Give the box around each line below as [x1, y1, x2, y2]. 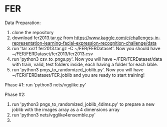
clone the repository [11, 29, 54, 35]
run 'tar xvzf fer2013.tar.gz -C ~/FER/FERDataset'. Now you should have [11, 45, 160, 51]
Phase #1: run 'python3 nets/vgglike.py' [4, 81, 86, 88]
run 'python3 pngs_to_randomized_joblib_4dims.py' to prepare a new [11, 101, 155, 107]
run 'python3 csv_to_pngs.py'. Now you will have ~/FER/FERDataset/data [11, 56, 162, 62]
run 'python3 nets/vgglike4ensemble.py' [11, 111, 96, 118]
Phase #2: [4, 91, 26, 97]
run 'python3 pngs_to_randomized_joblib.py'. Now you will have [11, 66, 143, 73]
